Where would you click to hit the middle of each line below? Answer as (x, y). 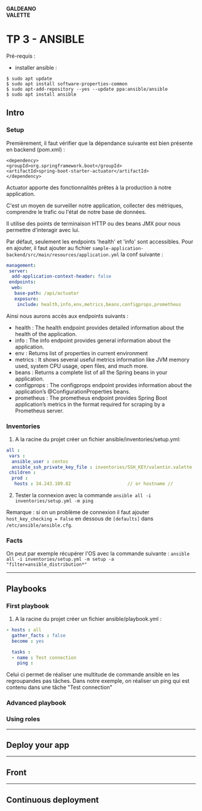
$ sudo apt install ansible (41, 94)
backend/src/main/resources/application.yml (63, 255)
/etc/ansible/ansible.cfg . (39, 525)
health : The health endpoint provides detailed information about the (99, 328)
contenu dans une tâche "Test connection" (60, 687)
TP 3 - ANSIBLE (45, 39)
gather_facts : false (39, 635)
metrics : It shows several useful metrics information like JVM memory (102, 360)
